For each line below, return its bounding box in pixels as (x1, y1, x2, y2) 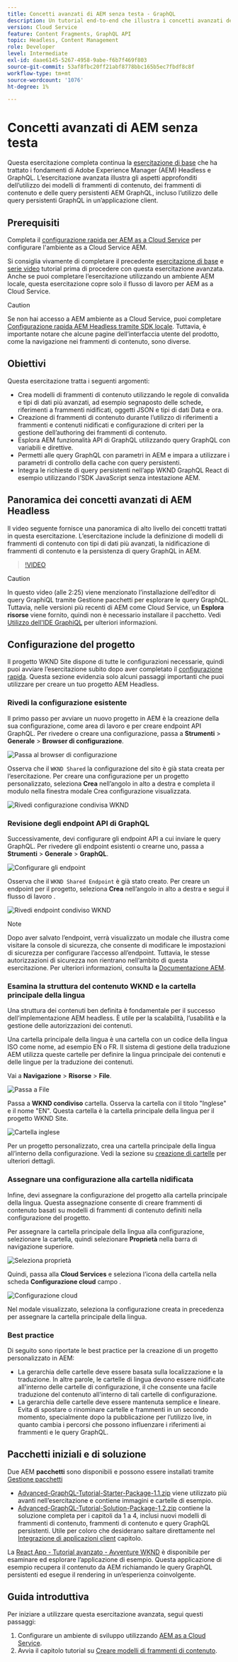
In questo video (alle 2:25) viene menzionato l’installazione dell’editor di (7, 587, 216, 597)
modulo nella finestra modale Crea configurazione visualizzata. (7, 786, 191, 795)
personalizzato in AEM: (7, 1354, 75, 1362)
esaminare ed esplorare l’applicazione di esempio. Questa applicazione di (7, 1555, 222, 1563)
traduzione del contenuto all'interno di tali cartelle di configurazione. (17, 1390, 217, 1398)
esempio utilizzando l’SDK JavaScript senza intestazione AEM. (17, 473, 200, 482)
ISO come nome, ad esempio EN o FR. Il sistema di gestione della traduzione (7, 1043, 230, 1051)
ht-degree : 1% (7, 83, 50, 90)
